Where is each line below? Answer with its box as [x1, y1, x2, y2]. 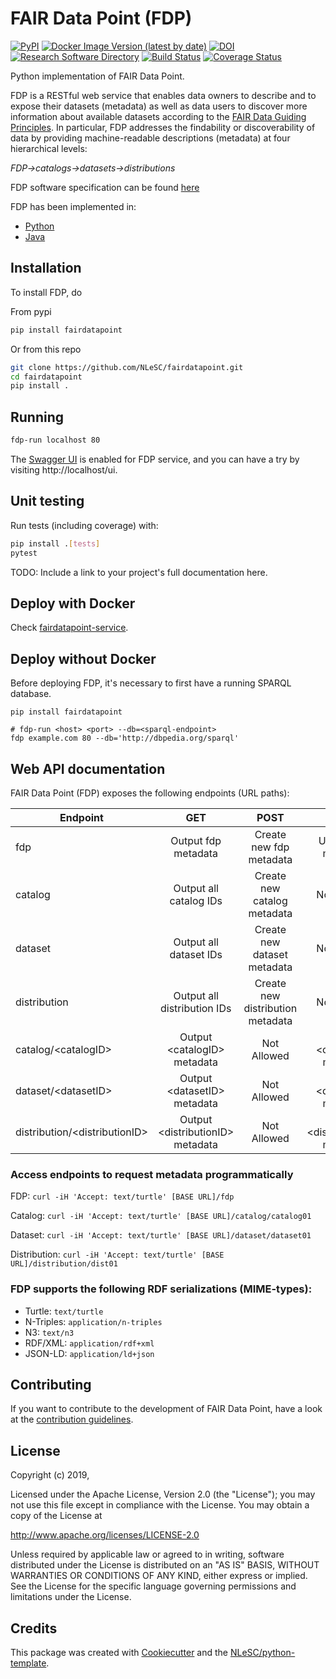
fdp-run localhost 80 [10, 435, 101, 446]
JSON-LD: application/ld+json [24, 1347, 155, 1359]
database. [10, 688, 52, 700]
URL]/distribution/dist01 [10, 1259, 118, 1269]
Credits [10, 1620, 58, 1637]
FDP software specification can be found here [10, 181, 200, 193]
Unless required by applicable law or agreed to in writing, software [10, 1548, 285, 1561]
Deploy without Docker [10, 650, 157, 667]
